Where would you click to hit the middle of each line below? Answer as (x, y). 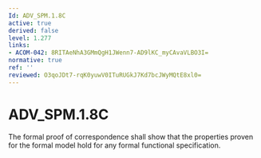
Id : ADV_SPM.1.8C (37, 16)
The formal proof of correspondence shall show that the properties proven (131, 136)
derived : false (34, 30)
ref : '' (21, 68)
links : (19, 45)
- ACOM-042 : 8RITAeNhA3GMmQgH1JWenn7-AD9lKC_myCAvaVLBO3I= (109, 53)
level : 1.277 (30, 38)
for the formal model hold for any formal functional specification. (115, 145)
